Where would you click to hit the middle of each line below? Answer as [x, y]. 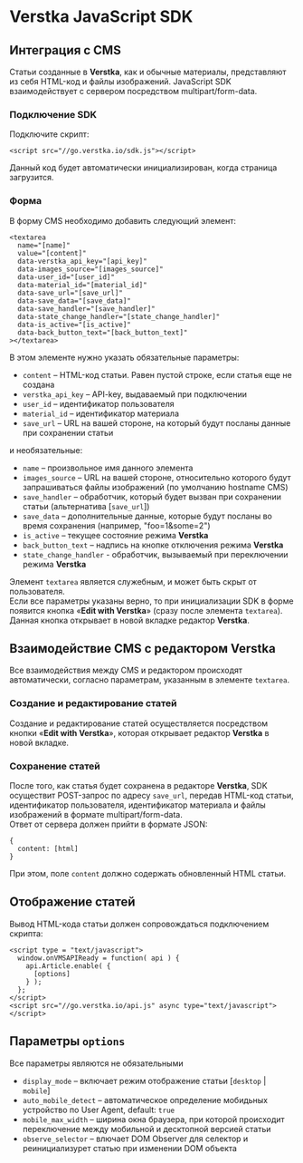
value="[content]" [52, 253]
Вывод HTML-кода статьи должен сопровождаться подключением [139, 924]
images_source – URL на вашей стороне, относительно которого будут [156, 477]
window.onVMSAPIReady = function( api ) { [99, 958]
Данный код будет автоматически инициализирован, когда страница [143, 168]
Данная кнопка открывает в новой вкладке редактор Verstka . [130, 620]
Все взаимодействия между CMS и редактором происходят [126, 670]
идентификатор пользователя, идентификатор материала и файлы [138, 805]
